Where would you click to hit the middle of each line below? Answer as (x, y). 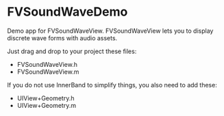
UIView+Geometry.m (47, 105)
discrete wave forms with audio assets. (62, 38)
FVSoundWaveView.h (47, 64)
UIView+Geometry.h (46, 98)
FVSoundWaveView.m (48, 72)
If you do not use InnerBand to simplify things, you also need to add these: (112, 85)
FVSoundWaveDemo (67, 12)
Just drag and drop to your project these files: (72, 51)
